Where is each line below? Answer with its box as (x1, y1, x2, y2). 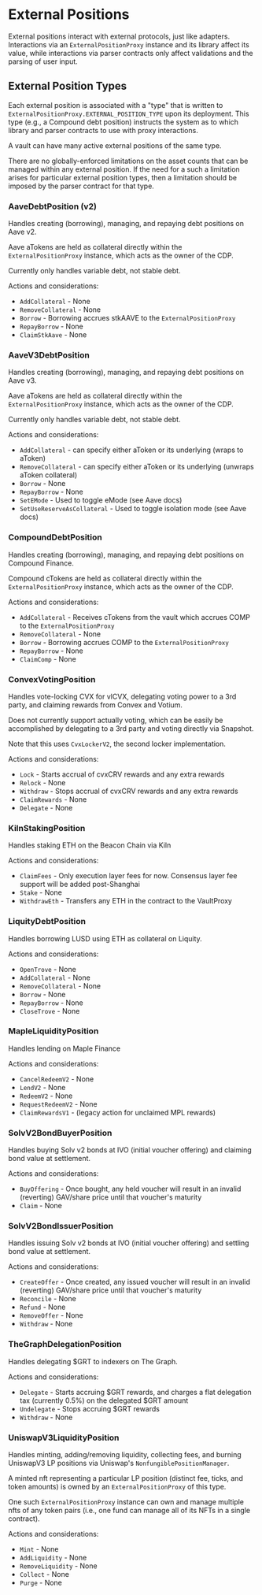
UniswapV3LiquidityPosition (8, 1432, 120, 1443)
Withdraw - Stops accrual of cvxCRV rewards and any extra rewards (19, 786, 238, 796)
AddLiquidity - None (19, 1553, 87, 1563)
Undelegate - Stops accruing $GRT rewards (19, 1404, 160, 1413)
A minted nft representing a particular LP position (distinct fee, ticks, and (8, 1474, 244, 1483)
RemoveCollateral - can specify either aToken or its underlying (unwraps (19, 462, 254, 472)
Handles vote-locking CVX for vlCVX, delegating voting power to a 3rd (8, 692, 237, 701)
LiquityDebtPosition (8, 916, 87, 927)
